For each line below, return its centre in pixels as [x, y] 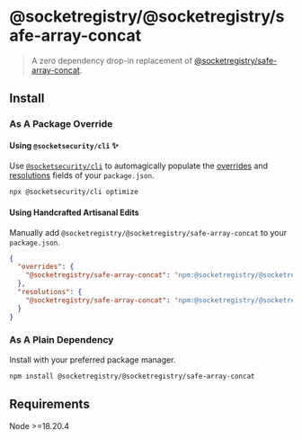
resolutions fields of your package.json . [82, 175]
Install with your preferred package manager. [93, 359]
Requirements [49, 404]
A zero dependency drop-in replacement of [112, 60]
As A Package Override [61, 124]
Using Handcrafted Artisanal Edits [74, 212]
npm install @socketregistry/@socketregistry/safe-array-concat [132, 376]
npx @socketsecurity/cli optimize [74, 192]
